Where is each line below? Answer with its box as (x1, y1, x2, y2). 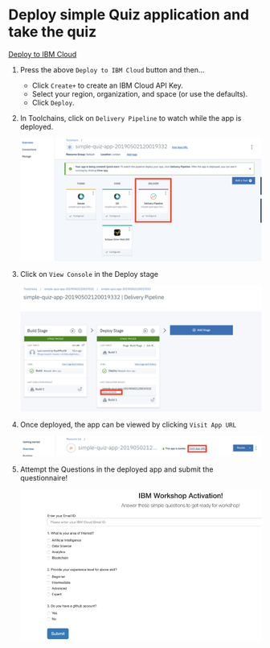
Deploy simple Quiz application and (8, 6, 250, 24)
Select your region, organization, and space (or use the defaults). (31, 89, 248, 98)
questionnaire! (19, 473, 68, 483)
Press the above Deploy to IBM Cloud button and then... (19, 64, 205, 74)
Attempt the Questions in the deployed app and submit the (19, 464, 214, 474)
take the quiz (8, 23, 97, 41)
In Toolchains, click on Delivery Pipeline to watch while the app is (19, 113, 242, 122)
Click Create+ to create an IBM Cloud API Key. (31, 80, 183, 90)
